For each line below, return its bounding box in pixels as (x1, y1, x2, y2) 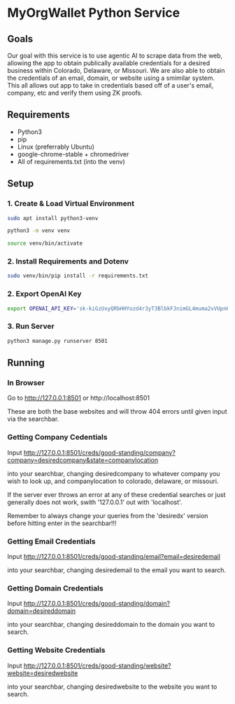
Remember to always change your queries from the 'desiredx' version (7, 511, 208, 520)
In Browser (7, 377, 45, 387)
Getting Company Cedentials (7, 433, 108, 442)
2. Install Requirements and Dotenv (7, 257, 129, 266)
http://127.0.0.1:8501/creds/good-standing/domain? (23, 600, 170, 608)
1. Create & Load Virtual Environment (7, 198, 135, 208)
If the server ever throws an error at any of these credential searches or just (7, 490, 226, 499)
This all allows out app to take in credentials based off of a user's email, (7, 81, 214, 89)
